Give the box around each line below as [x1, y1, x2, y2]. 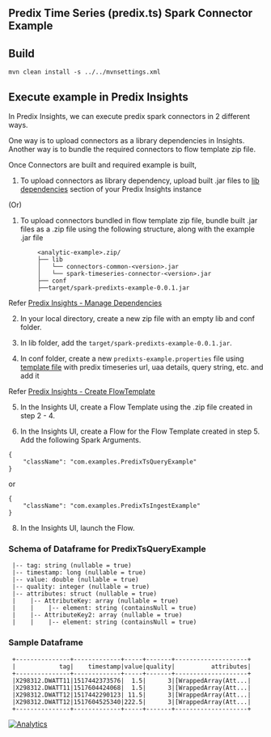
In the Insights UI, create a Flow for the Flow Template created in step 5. [19, 426, 260, 436]
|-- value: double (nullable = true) [11, 576, 139, 584]
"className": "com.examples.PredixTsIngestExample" [23, 502, 201, 510]
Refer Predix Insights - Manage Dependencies [8, 299, 163, 308]
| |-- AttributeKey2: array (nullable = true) [11, 611, 183, 620]
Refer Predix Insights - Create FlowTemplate [8, 387, 155, 396]
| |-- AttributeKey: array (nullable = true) [11, 597, 180, 605]
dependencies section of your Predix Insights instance [19, 184, 202, 194]
